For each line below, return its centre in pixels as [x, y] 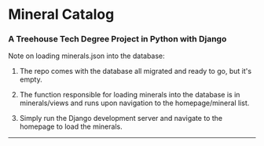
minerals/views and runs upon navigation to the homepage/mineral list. [134, 103]
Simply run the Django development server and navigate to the [121, 119]
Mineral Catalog [61, 15]
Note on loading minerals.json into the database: [86, 56]
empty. [31, 79]
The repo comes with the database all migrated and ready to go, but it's [136, 71]
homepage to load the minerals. [71, 126]
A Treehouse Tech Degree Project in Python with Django [117, 39]
